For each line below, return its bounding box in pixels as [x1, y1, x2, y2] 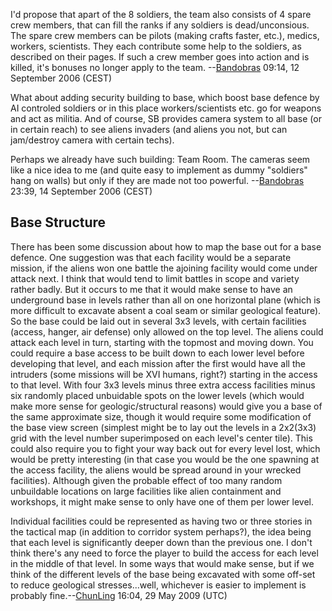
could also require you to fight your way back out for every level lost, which [10, 442, 321, 454]
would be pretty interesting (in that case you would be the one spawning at [10, 453, 320, 465]
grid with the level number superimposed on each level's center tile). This [10, 432, 313, 444]
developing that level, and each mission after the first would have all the [10, 357, 306, 369]
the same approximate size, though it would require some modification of [10, 410, 312, 423]
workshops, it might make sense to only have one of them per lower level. [10, 495, 314, 508]
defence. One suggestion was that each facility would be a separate [10, 251, 292, 263]
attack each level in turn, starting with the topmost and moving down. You [10, 336, 314, 348]
